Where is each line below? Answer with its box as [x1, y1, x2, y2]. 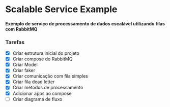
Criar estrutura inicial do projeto [12, 50, 80, 56]
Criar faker [12, 67, 36, 74]
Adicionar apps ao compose [12, 90, 72, 96]
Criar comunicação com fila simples [12, 73, 88, 79]
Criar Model [12, 62, 38, 68]
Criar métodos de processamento [12, 85, 83, 91]
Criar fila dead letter [12, 79, 55, 85]
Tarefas [5, 39, 25, 46]
